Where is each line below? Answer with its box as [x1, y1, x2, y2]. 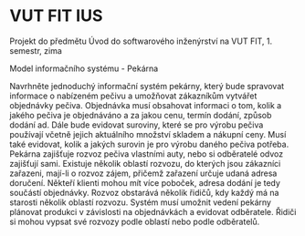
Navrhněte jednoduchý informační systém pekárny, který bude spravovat [9, 80, 285, 91]
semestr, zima [9, 45, 62, 56]
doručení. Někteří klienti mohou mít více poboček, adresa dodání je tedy [9, 177, 281, 188]
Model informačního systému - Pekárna [9, 63, 159, 74]
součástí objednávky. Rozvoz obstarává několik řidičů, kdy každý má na [9, 187, 279, 198]
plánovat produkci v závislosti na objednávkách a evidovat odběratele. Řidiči [9, 206, 297, 217]
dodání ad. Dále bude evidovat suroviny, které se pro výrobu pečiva [9, 119, 264, 130]
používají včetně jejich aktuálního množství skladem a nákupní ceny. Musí [9, 128, 287, 139]
